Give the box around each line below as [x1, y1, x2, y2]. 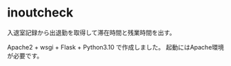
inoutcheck [7, 5, 74, 21]
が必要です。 [7, 52, 43, 60]
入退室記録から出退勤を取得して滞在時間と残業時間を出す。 [7, 28, 176, 36]
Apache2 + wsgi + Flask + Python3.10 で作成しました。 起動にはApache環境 [7, 43, 224, 51]
